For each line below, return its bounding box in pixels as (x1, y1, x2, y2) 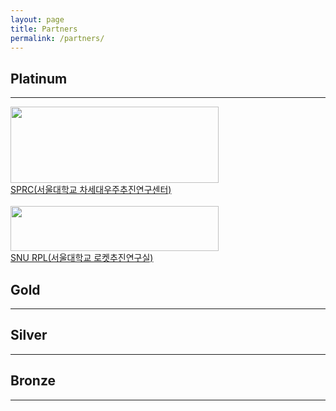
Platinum (10, 70, 68, 87)
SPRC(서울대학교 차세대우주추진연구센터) (10, 184, 172, 196)
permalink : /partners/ (10, 33, 105, 43)
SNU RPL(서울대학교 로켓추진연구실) (10, 252, 154, 264)
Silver (10, 327, 48, 344)
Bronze (10, 372, 57, 390)
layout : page (10, 14, 65, 25)
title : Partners (10, 24, 78, 34)
